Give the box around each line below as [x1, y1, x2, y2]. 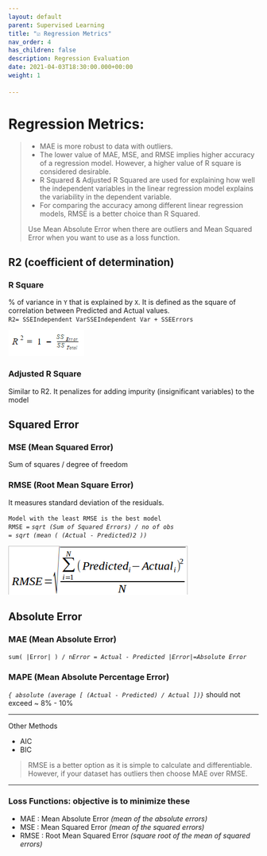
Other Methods [8, 721, 58, 731]
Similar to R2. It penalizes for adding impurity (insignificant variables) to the [8, 386, 255, 396]
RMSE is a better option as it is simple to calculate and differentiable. [27, 760, 253, 769]
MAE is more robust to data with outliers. [39, 141, 173, 151]
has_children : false [8, 46, 77, 55]
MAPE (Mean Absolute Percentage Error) [8, 672, 169, 683]
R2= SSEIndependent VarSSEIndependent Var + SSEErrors [8, 316, 194, 324]
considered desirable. [39, 167, 111, 176]
